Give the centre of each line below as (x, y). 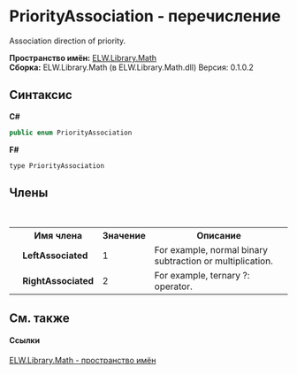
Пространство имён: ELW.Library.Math (83, 57)
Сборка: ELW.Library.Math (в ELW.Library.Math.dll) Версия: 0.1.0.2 (132, 67)
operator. (173, 286)
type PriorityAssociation (57, 165)
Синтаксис (41, 95)
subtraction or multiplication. (214, 261)
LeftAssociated (55, 256)
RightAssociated (58, 281)
